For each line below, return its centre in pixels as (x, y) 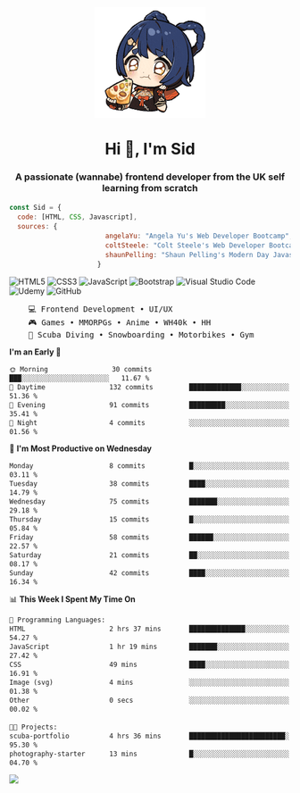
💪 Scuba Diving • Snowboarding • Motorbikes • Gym (141, 334)
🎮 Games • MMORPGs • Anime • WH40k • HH (120, 322)
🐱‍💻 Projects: (33, 727)
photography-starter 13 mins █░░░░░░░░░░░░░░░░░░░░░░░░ (150, 754)
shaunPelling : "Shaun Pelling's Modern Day (187, 255)
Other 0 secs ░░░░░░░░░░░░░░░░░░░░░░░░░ (150, 700)
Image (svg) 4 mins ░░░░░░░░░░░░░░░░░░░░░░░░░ (150, 682)
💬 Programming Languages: (57, 620)
